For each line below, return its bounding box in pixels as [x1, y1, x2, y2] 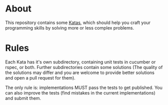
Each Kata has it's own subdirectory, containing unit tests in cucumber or [5, 58, 156, 65]
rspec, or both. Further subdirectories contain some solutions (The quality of [5, 64, 163, 70]
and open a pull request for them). [5, 74, 76, 80]
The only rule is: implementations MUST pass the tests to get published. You [5, 84, 162, 90]
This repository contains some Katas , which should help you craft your [5, 19, 151, 25]
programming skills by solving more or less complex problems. [5, 24, 134, 30]
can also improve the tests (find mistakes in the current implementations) [5, 89, 156, 95]
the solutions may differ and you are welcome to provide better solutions [5, 69, 155, 75]
